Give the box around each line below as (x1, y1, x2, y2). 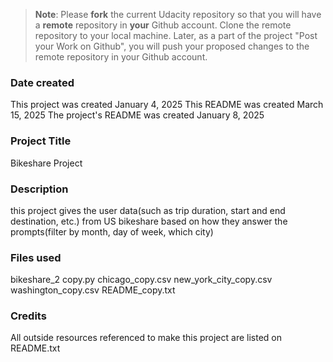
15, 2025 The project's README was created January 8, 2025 (10, 109, 265, 121)
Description (10, 182, 69, 196)
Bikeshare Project (10, 157, 83, 169)
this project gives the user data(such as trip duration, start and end (10, 204, 286, 216)
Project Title (10, 134, 72, 148)
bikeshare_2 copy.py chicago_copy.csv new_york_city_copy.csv (10, 274, 273, 286)
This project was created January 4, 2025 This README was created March (10, 99, 324, 111)
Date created (10, 75, 75, 89)
